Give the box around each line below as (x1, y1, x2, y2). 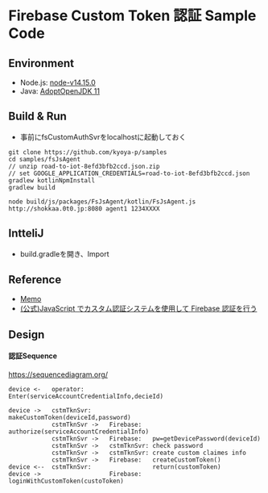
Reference (8, 273, 62, 286)
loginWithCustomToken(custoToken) (8, 477, 125, 486)
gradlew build (8, 183, 56, 191)
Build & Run (8, 110, 67, 123)
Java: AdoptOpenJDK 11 (19, 86, 101, 96)
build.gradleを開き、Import (19, 249, 109, 258)
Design (8, 328, 45, 341)
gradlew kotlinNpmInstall (8, 176, 95, 185)
